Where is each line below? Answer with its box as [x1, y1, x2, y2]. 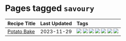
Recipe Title [7, 20, 36, 27]
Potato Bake [7, 28, 35, 35]
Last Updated [40, 20, 72, 27]
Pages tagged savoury [5, 3, 94, 14]
